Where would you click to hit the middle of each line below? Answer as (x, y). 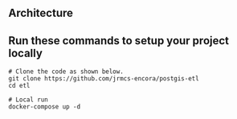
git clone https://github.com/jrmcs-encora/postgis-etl (104, 79)
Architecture (41, 13)
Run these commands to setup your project (119, 41)
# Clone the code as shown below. (66, 72)
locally (25, 53)
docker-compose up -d (45, 107)
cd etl (19, 86)
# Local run (28, 100)
